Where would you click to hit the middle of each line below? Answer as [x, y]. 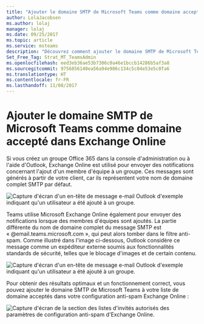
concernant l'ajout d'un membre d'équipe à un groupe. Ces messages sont [100, 171]
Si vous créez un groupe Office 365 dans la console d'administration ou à [98, 158]
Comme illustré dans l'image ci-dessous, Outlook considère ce [102, 240]
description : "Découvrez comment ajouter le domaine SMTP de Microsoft [99, 52]
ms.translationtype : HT [36, 74]
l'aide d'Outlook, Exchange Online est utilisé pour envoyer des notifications [100, 164]
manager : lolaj [25, 29]
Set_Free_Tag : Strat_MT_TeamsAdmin [51, 57]
